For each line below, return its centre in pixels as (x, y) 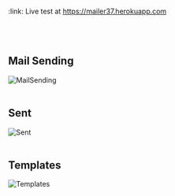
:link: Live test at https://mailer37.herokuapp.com (87, 11)
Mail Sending (41, 61)
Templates (35, 166)
